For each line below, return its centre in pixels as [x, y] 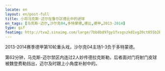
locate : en [16, 10]
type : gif [15, 28]
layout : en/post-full [27, 14]
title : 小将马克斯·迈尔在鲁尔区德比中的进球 [45, 19]
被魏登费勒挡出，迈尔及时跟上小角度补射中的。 [52, 63]
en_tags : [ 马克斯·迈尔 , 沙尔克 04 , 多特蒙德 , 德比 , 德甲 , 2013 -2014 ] [65, 23]
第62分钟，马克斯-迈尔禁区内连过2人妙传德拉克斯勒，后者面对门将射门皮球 [81, 57]
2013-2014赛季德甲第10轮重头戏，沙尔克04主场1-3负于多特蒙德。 [71, 47]
